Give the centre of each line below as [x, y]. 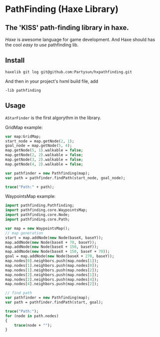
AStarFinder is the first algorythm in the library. [53, 118]
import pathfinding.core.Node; [38, 215]
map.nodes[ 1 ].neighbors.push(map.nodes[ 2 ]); [52, 270]
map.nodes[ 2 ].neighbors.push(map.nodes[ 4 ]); [52, 279]
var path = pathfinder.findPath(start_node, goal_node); [65, 178]
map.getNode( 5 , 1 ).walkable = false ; [44, 151]
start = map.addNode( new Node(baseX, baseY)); [54, 238]
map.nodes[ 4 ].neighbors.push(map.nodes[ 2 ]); [52, 284]
